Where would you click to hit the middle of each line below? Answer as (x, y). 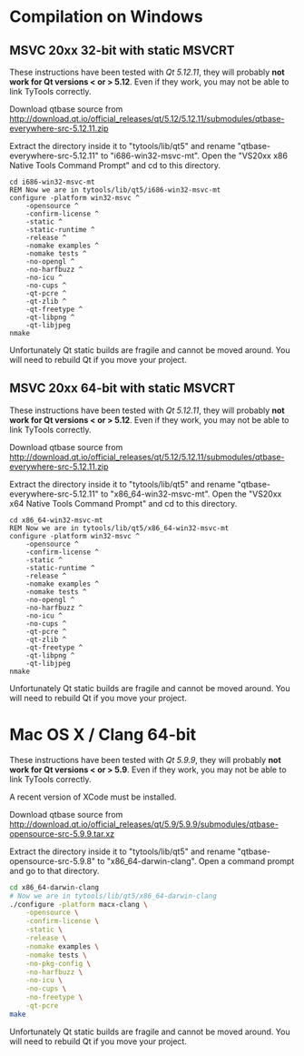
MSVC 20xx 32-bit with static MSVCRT (122, 50)
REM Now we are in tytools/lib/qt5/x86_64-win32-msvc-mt (119, 528)
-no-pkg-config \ (59, 963)
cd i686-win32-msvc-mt (52, 182)
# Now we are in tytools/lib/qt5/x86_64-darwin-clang (113, 896)
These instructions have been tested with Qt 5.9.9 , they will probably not (145, 759)
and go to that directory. (54, 870)
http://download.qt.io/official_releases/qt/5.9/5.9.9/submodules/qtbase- (144, 824)
